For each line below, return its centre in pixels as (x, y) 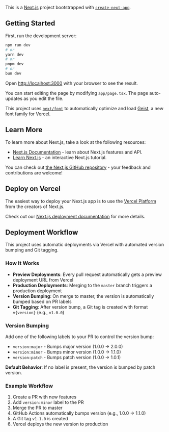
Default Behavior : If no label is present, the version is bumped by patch (80, 367)
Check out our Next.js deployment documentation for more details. (75, 216)
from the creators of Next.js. (35, 207)
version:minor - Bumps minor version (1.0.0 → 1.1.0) (67, 352)
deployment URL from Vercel (43, 279)
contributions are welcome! (34, 172)
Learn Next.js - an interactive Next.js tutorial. (60, 157)
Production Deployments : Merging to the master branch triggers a (82, 285)
